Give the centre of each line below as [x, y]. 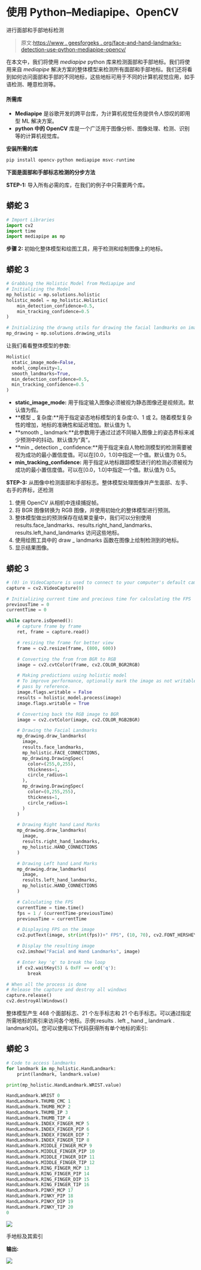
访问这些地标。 [104, 533]
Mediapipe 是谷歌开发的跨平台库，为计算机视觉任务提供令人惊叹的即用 [102, 114]
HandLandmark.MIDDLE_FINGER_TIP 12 [51, 1162]
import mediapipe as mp [36, 237]
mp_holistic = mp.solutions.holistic [53, 295]
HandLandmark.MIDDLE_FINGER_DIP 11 [51, 1157]
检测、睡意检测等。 [35, 84]
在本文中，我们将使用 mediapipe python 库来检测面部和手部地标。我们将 [96, 62]
